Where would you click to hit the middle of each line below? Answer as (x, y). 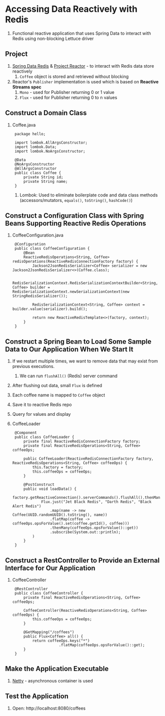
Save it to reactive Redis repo (42, 405)
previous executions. (33, 366)
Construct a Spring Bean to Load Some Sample (78, 341)
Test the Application (37, 696)
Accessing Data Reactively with (71, 9)
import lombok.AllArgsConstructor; (51, 142)
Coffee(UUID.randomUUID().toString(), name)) (60, 515)
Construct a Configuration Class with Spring (75, 216)
